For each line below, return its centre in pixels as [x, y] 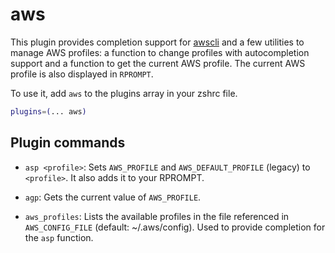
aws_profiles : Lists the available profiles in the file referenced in [157, 216]
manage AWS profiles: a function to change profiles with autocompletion [160, 52]
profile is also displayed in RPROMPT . [82, 74]
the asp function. [59, 237]
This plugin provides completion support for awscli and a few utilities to [157, 42]
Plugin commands [68, 143]
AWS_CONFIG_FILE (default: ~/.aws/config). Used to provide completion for [175, 227]
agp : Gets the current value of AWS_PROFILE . [113, 197]
